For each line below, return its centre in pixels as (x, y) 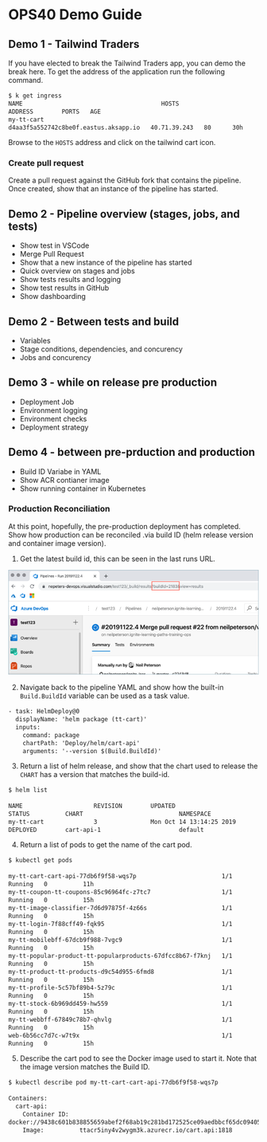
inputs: (28, 727)
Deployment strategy (54, 427)
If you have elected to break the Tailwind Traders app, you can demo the (127, 63)
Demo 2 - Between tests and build (94, 322)
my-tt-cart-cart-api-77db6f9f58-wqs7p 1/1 (120, 876)
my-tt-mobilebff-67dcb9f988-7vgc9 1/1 (120, 940)
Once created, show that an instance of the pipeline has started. (113, 189)
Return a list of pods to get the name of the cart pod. (106, 844)
